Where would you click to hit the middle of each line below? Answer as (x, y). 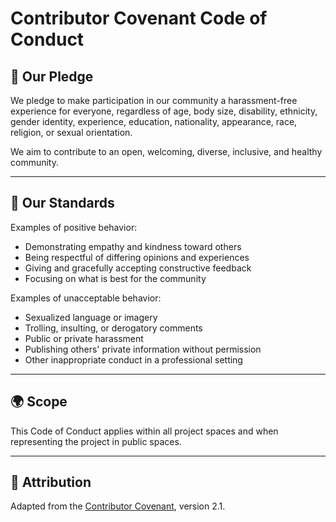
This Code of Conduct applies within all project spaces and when (144, 431)
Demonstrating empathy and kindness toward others (133, 246)
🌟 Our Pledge (52, 76)
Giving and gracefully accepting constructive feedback (138, 268)
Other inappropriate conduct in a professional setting (133, 359)
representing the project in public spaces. (96, 441)
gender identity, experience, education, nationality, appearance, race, (154, 121)
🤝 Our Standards (62, 203)
